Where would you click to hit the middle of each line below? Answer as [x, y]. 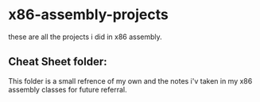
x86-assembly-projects [88, 15]
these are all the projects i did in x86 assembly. [85, 37]
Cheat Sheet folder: [58, 62]
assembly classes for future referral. [68, 89]
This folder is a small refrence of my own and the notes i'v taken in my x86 [130, 80]
